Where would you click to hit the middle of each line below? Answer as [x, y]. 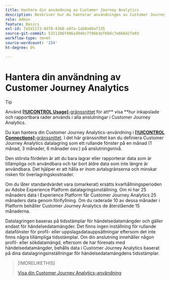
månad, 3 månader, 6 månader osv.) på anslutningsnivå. [64, 148]
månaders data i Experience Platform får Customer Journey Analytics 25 [81, 195]
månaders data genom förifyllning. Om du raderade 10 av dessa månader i [83, 200]
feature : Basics [22, 24]
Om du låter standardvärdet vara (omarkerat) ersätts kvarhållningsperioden [83, 184]
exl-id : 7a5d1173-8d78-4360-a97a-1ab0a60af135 [55, 29]
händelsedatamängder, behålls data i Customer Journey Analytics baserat [82, 248]
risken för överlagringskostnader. [40, 174]
